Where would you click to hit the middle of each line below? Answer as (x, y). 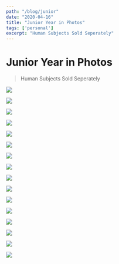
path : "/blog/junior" (33, 11)
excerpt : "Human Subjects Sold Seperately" (60, 33)
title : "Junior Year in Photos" (45, 22)
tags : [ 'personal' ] (30, 28)
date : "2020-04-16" (30, 17)
